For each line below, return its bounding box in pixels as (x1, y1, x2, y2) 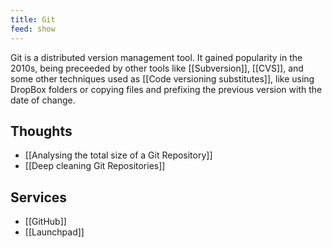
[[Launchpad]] (24, 226, 85, 238)
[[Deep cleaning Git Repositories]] (24, 160, 166, 172)
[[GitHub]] (24, 216, 67, 228)
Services (10, 189, 68, 206)
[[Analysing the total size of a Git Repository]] (24, 149, 213, 161)
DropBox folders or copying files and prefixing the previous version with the (10, 83, 323, 95)
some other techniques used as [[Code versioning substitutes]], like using (10, 72, 315, 85)
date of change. (10, 94, 76, 106)
